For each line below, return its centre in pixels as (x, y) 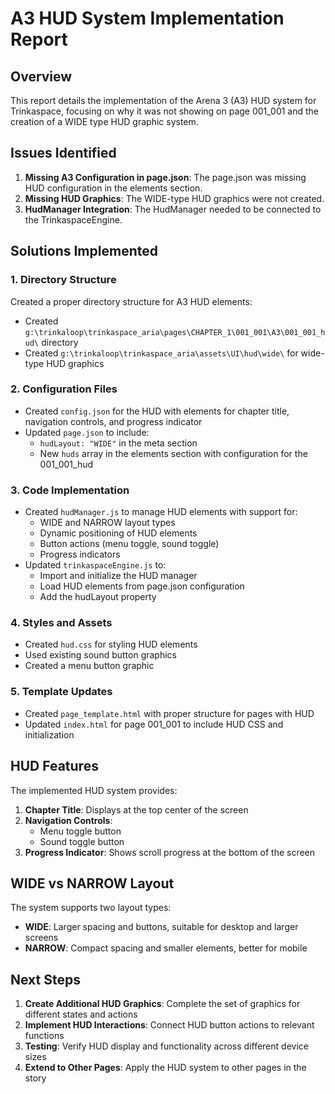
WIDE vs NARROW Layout (92, 883)
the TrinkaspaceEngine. (73, 219)
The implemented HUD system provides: (94, 790)
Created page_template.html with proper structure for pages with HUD (169, 713)
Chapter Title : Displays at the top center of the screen (136, 809)
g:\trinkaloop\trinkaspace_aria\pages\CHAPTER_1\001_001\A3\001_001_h (175, 332)
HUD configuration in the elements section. (113, 188)
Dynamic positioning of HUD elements (118, 533)
